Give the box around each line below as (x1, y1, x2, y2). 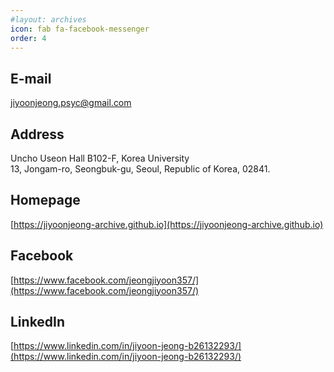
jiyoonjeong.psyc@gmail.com (10, 97, 132, 109)
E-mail (10, 70, 52, 87)
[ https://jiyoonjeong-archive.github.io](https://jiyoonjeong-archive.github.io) (10, 218, 324, 230)
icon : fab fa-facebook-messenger (10, 24, 150, 34)
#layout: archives (10, 14, 87, 25)
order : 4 (10, 33, 47, 43)
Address (10, 126, 65, 143)
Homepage (10, 192, 81, 209)
